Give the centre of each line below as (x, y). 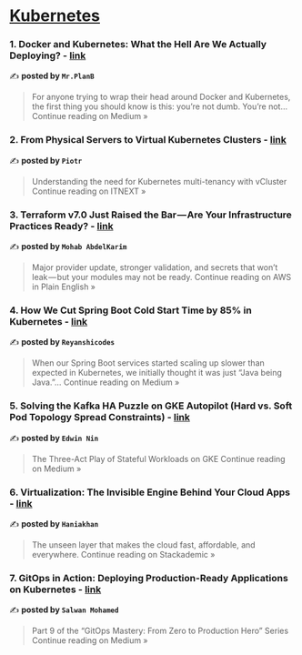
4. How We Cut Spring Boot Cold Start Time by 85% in (131, 310)
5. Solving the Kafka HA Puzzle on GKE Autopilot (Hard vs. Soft (151, 406)
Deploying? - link (48, 55)
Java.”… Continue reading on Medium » (106, 382)
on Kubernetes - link (55, 589)
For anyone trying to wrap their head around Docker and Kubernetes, (161, 97)
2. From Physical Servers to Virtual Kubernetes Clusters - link (148, 140)
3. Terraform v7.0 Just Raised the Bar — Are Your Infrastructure (151, 215)
